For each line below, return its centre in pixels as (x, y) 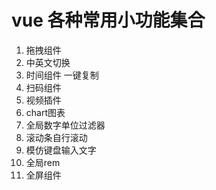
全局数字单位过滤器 (65, 125)
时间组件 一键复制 (62, 75)
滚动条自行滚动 (56, 137)
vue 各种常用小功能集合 (108, 20)
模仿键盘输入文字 (61, 150)
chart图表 (45, 112)
